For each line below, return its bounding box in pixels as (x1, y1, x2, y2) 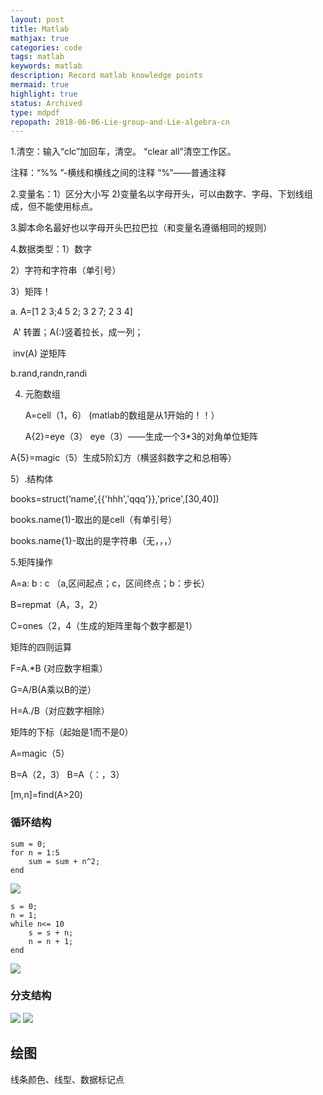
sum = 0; (10, 839, 47, 849)
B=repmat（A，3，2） (10, 599, 103, 611)
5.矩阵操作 (10, 556, 53, 568)
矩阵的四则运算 (10, 641, 72, 653)
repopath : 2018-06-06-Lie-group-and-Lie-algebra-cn (10, 117, 230, 127)
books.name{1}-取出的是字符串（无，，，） (10, 535, 178, 547)
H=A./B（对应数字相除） (10, 705, 110, 717)
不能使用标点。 (36, 201, 98, 213)
